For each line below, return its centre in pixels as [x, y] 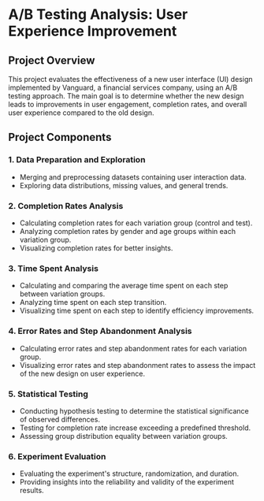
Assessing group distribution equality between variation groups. [124, 436]
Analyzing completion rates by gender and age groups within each [128, 231]
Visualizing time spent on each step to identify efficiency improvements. [137, 311]
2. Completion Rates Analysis [66, 206]
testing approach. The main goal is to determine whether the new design [126, 96]
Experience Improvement [93, 31]
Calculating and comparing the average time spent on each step [124, 286]
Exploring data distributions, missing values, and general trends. [124, 185]
